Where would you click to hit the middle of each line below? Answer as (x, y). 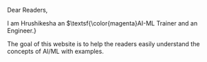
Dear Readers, (28, 10)
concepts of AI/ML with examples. (56, 51)
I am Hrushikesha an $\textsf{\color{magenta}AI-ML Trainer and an (102, 23)
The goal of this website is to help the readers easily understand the (103, 44)
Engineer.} (22, 31)
